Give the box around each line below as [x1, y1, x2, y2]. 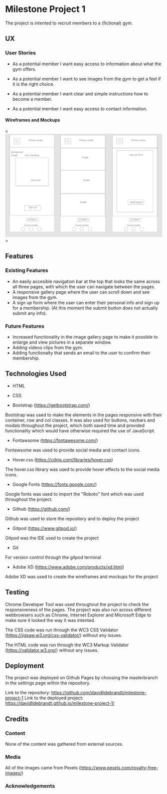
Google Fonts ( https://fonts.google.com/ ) [12, 481, 97, 487]
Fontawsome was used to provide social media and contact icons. [5, 447, 141, 453]
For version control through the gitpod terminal [5, 554, 101, 560]
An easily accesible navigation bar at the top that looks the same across [12, 278, 161, 284]
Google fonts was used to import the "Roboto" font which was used [5, 491, 144, 497]
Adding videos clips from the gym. [12, 345, 83, 351]
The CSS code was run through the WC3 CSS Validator [5, 627, 119, 633]
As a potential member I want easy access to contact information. [12, 106, 148, 112]
